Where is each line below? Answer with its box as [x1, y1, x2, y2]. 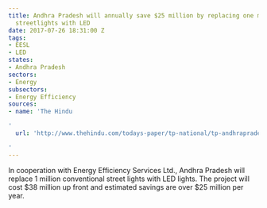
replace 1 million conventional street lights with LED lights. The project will [8, 174, 250, 183]
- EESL [8, 41, 30, 49]
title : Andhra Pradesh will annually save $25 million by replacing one [8, 11, 254, 20]
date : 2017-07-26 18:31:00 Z [8, 26, 105, 34]
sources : [8, 100, 37, 108]
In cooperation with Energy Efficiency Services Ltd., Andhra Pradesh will [8, 165, 245, 175]
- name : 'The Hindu [8, 108, 73, 116]
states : [8, 56, 34, 64]
